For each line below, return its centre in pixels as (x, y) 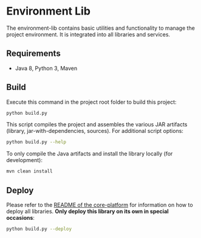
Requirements (33, 54)
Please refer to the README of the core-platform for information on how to (100, 205)
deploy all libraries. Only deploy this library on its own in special (87, 211)
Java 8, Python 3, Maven (46, 68)
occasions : (21, 218)
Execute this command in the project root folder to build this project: (91, 102)
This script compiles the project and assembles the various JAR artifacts (97, 124)
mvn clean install (29, 171)
